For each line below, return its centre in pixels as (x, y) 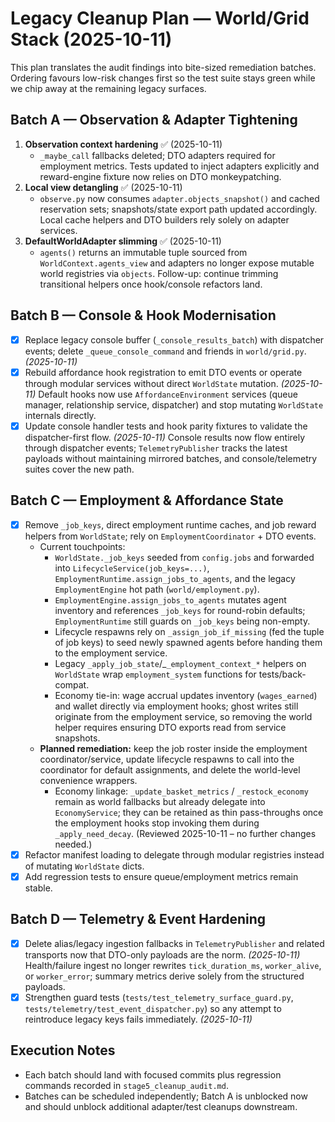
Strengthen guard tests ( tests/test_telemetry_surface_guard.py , (159, 997)
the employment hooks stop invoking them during (157, 823)
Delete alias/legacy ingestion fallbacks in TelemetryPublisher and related (174, 943)
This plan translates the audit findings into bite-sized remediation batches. (163, 67)
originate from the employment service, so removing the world (183, 716)
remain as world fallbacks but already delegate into (160, 801)
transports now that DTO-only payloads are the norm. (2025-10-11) (162, 954)
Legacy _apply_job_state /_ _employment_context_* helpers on (180, 663)
